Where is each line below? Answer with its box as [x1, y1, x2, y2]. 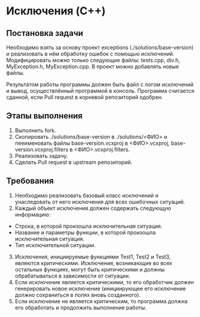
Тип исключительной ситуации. [14, 241, 96, 249]
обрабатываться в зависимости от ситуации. [14, 272, 130, 279]
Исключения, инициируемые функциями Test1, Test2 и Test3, [14, 253, 171, 260]
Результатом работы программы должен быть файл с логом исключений [6, 81, 194, 88]
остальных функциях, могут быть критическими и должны [14, 266, 165, 273]
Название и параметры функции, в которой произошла [14, 228, 156, 236]
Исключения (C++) [6, 4, 106, 18]
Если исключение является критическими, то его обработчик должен [14, 278, 194, 285]
